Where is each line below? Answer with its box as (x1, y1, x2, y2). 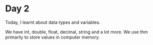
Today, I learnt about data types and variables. (5, 19, 101, 25)
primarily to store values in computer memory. (5, 34, 100, 40)
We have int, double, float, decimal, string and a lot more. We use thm (5, 29, 148, 35)
